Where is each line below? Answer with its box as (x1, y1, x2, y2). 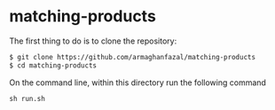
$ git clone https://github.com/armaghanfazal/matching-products (9, 52, 255, 61)
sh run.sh (9, 94, 46, 103)
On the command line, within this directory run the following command (9, 77, 266, 88)
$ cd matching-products (9, 60, 98, 70)
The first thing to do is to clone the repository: (9, 35, 177, 46)
